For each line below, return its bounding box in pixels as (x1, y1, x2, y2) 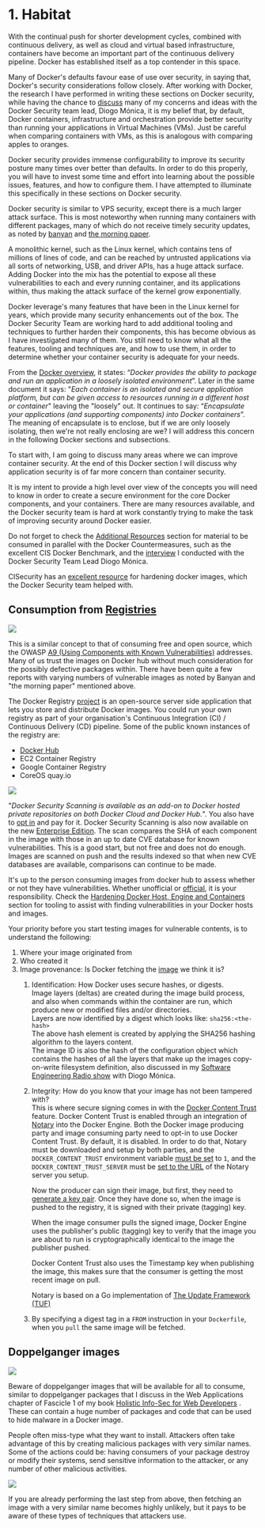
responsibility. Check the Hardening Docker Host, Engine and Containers (8, 892, 245, 901)
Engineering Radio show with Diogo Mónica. (31, 1071, 176, 1080)
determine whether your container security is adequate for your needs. (8, 352, 240, 362)
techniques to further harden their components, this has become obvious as (8, 327, 256, 336)
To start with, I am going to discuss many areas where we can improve (8, 449, 238, 460)
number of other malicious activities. (8, 1464, 127, 1473)
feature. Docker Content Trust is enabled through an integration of (31, 1111, 248, 1120)
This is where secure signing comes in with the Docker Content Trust (31, 1102, 257, 1113)
